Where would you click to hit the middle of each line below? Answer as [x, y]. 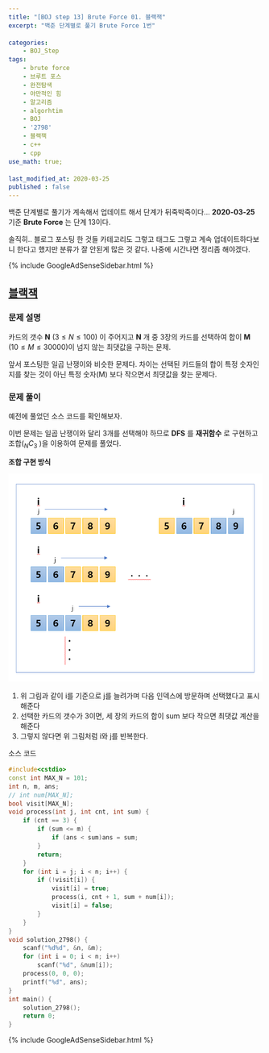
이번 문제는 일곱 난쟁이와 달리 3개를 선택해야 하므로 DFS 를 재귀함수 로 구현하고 [133, 433]
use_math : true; [35, 161]
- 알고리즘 [37, 102]
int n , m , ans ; [34, 786]
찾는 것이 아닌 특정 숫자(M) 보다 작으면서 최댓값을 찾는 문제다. [120, 374]
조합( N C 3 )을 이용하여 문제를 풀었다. [65, 444]
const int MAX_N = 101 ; [48, 778]
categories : [28, 43]
